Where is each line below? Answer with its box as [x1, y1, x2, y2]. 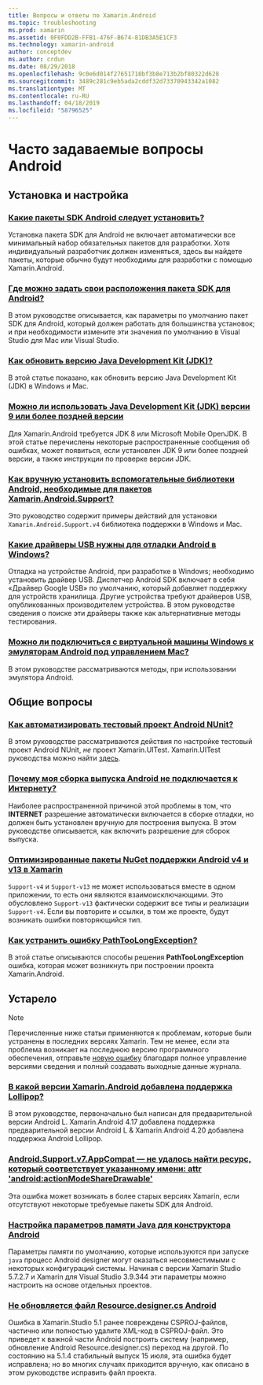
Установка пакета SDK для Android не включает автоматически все [8, 230, 236, 239]
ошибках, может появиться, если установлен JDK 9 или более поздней [8, 445, 249, 455]
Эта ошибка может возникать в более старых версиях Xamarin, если [8, 1191, 239, 1200]
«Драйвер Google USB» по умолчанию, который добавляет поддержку [8, 584, 247, 593]
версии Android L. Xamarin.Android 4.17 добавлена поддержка [8, 1118, 216, 1127]
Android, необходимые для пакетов [8, 483, 152, 494]
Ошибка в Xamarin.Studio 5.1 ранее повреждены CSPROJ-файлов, [8, 1318, 228, 1328]
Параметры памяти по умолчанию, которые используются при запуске [8, 1247, 250, 1256]
